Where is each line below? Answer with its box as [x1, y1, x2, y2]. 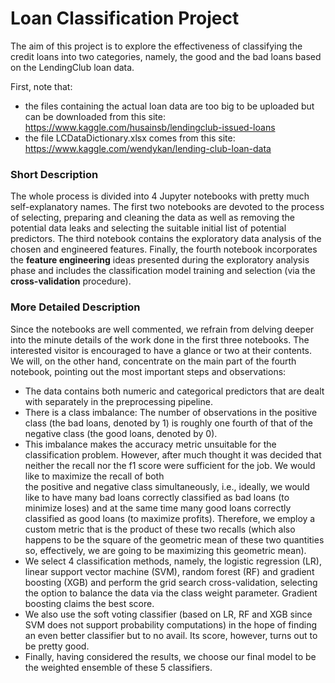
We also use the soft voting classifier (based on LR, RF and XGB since [24, 608, 313, 620]
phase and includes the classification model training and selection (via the [10, 265, 316, 277]
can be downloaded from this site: [24, 110, 166, 122]
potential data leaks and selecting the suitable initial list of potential [10, 222, 287, 234]
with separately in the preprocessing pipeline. [24, 395, 213, 407]
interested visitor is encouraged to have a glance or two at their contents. [10, 344, 313, 356]
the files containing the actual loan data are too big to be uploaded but [24, 100, 315, 112]
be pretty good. [24, 640, 90, 652]
